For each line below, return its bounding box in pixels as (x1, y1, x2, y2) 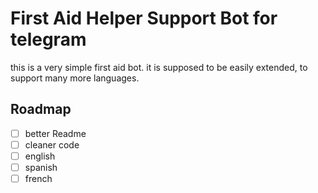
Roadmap (10, 101, 72, 118)
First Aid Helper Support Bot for (10, 7, 278, 30)
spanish (24, 161, 58, 173)
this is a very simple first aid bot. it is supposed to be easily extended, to (10, 61, 308, 73)
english (24, 150, 56, 162)
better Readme (24, 127, 87, 139)
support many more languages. (10, 72, 140, 84)
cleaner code (24, 138, 80, 151)
